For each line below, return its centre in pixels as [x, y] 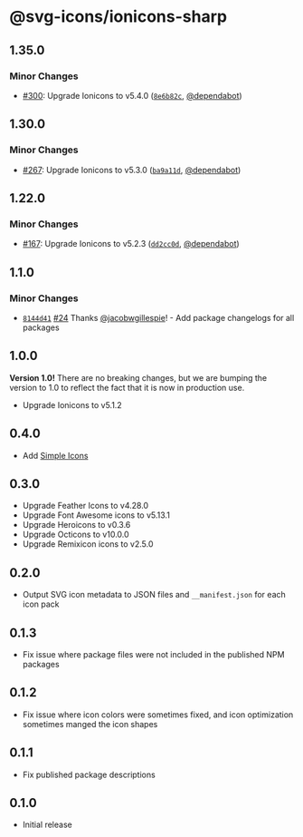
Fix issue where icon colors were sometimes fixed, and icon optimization [158, 715]
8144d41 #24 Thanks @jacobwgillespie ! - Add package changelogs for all [158, 317]
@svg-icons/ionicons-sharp [118, 17]
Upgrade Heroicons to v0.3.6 [76, 525]
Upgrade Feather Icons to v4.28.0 [85, 506]
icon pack [41, 604]
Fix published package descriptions [89, 774]
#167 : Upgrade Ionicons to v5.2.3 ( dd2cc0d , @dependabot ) [131, 244]
